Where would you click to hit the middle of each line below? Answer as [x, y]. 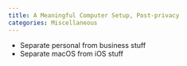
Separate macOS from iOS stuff [71, 53]
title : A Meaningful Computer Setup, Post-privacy [94, 15]
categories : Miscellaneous [53, 23]
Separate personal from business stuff [83, 45]
